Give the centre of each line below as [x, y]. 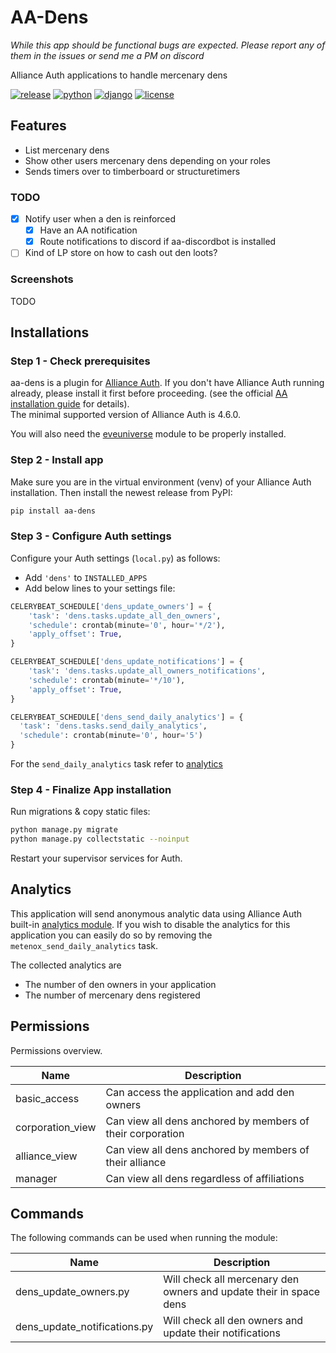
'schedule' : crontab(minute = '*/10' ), [107, 680]
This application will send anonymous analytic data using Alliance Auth [156, 913]
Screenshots [42, 279]
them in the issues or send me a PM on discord [107, 55]
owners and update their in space [242, 1292]
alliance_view [46, 1156]
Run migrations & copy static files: [80, 812]
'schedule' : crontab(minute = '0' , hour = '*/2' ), [127, 625]
